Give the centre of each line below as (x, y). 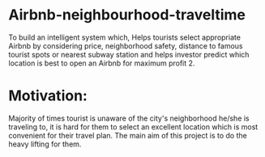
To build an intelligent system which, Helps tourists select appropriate (125, 37)
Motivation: (48, 96)
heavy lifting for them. (45, 144)
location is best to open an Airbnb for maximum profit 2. (102, 63)
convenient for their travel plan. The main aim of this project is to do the (128, 135)
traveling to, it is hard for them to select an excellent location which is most (133, 126)
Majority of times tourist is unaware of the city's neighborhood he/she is (129, 118)
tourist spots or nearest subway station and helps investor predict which (129, 54)
